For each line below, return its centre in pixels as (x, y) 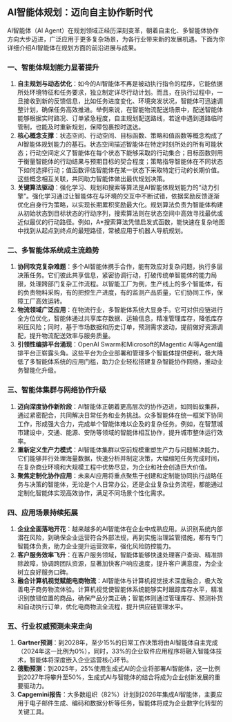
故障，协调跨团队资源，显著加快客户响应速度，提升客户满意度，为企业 (123, 563)
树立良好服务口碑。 (45, 572)
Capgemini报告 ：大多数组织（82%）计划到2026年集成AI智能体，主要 (117, 694)
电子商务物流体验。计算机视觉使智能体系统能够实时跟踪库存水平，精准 (123, 589)
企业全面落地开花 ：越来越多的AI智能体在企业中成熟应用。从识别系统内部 (120, 529)
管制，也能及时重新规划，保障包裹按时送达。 (81, 127)
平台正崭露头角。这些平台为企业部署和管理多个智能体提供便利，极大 (120, 353)
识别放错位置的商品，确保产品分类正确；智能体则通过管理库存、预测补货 (120, 598)
